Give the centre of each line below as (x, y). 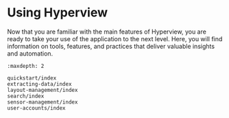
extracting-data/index (39, 84)
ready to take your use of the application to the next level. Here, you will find (115, 38)
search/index (26, 96)
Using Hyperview (58, 13)
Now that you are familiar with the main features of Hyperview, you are (107, 32)
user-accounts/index (37, 108)
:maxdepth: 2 (26, 66)
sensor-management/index (43, 102)
